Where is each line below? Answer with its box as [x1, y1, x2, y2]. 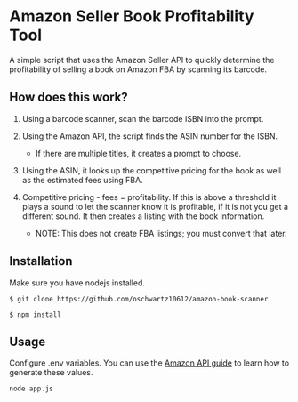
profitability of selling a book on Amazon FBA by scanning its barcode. [9, 64, 267, 75]
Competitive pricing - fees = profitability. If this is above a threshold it [21, 191, 277, 202]
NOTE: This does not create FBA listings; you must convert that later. [35, 228, 287, 238]
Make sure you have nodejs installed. [9, 277, 145, 288]
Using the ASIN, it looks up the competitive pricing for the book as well [21, 165, 282, 175]
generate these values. [9, 367, 93, 378]
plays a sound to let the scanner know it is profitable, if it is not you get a [21, 201, 289, 212]
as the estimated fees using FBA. [21, 174, 144, 185]
